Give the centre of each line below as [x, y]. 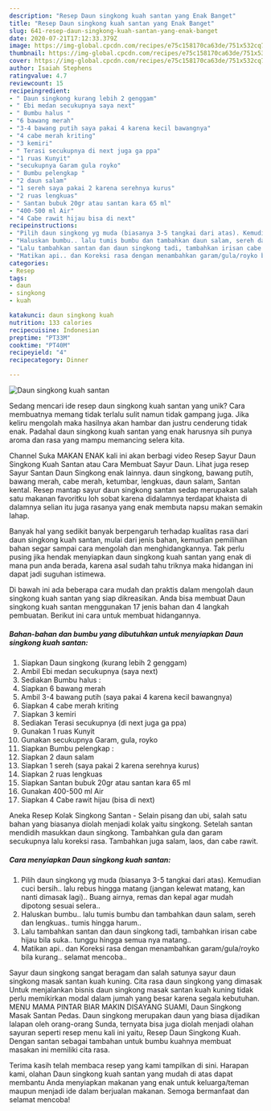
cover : [20, 61]
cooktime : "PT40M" [40, 345]
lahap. [19, 516]
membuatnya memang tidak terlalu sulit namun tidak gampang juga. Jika [129, 414]
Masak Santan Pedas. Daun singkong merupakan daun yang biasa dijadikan [135, 1015]
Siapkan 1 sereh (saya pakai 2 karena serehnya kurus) [110, 765]
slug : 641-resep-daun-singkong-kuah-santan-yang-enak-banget [114, 31]
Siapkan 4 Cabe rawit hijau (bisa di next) [88, 800]
